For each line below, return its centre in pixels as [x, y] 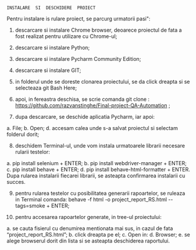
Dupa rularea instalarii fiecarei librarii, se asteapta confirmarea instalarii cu [96, 176]
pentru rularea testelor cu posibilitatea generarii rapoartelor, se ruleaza [100, 193]
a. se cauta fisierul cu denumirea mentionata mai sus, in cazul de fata [90, 228]
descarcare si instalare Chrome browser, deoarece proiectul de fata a [99, 30]
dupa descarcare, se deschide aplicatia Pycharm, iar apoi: [85, 117]
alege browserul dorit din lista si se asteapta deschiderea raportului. [88, 241]
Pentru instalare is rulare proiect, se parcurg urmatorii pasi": [78, 19]
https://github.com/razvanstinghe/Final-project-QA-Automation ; [93, 105]
